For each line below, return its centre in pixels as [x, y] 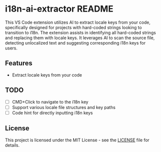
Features [19, 63]
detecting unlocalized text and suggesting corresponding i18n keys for [75, 43]
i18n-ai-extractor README [59, 9]
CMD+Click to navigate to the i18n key [50, 102]
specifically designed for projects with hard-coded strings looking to [73, 27]
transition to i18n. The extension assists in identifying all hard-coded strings [80, 32]
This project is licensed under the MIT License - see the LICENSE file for [77, 140]
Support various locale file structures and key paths [64, 107]
